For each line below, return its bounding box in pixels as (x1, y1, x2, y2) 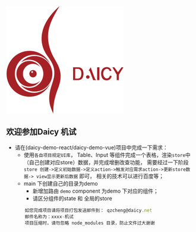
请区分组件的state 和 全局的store (32, 195, 113, 202)
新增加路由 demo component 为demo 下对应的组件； (32, 187, 159, 195)
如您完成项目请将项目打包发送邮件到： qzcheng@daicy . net (24, 207, 153, 214)
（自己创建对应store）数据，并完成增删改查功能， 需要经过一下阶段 (23, 158, 189, 166)
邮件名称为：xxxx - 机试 (24, 214, 74, 220)
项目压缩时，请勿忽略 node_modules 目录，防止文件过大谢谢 (24, 220, 156, 226)
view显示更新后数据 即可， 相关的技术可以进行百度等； (36, 173, 165, 180)
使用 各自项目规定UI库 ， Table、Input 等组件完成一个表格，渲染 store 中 (23, 151, 191, 158)
